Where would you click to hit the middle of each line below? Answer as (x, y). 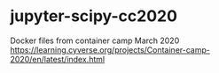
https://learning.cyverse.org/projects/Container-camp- (110, 49)
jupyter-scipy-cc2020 (94, 16)
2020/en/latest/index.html (58, 59)
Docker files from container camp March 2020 (95, 40)
